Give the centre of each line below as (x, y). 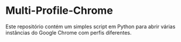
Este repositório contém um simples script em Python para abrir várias (90, 26)
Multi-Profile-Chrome (59, 11)
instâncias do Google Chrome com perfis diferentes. (69, 32)
